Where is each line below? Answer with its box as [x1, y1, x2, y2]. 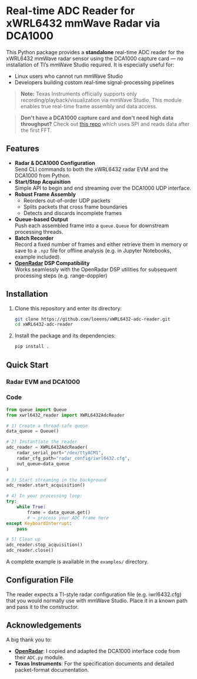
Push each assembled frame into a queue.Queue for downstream [14, 222, 169, 229]
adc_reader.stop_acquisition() [6, 542, 83, 548]
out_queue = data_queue [16, 461, 69, 466]
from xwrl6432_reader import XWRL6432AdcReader [6, 412, 125, 418]
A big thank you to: [6, 636, 52, 643]
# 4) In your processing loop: [6, 493, 83, 499]
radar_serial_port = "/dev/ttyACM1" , [16, 450, 104, 456]
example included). [14, 253, 62, 260]
